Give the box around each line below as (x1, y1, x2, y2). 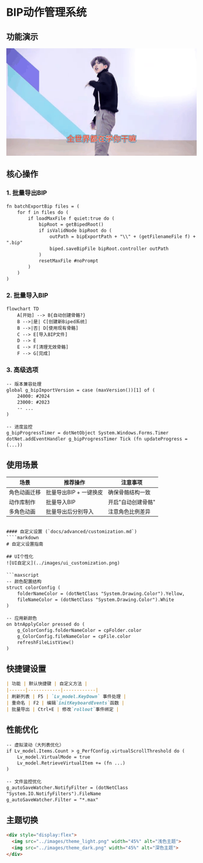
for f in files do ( (17, 209, 69, 215)
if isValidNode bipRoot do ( (38, 228, 112, 234)
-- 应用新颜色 (6, 615, 37, 622)
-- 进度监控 (6, 424, 33, 430)
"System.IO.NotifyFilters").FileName (6, 791, 101, 797)
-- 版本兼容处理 (6, 381, 42, 387)
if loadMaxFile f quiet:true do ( (28, 215, 115, 221)
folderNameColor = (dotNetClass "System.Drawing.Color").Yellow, (17, 591, 185, 597)
